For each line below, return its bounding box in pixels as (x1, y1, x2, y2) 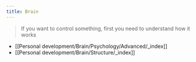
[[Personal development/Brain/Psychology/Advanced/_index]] (14, 43, 167, 50)
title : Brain (6, 8, 39, 15)
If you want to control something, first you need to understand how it (20, 25, 190, 32)
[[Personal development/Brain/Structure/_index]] (14, 48, 136, 56)
